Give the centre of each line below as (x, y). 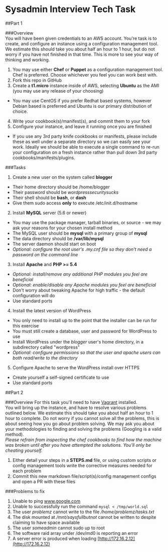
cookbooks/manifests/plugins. (44, 158)
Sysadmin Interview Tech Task (70, 9)
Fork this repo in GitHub (37, 80)
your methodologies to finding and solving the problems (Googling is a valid (83, 429)
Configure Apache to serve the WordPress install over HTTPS (76, 367)
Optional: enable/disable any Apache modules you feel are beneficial (84, 285)
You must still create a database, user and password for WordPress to (85, 331)
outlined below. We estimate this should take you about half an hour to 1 (79, 413)
